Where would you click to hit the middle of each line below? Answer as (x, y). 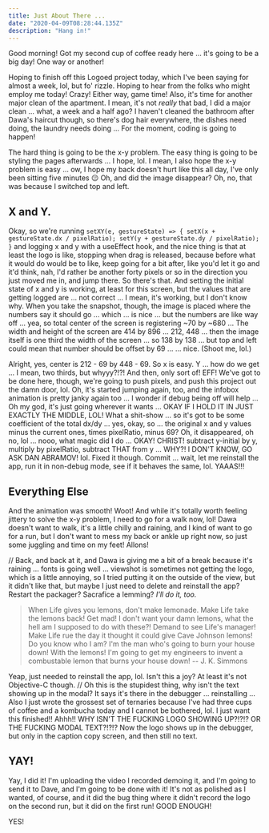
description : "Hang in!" (50, 30)
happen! (22, 137)
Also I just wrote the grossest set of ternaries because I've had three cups (130, 702)
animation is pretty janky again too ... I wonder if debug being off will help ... (133, 398)
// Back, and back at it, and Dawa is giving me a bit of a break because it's (130, 560)
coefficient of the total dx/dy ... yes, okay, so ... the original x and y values (130, 424)
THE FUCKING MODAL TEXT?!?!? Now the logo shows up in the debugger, (131, 727)
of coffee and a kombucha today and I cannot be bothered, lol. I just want (129, 710)
